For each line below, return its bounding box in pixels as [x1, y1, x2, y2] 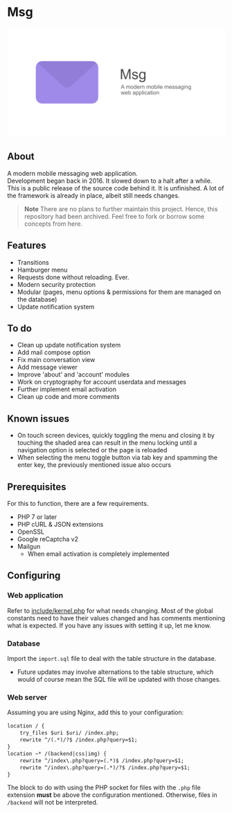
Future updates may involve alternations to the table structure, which [17, 668, 214, 676]
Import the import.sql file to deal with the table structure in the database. [7, 654, 217, 662]
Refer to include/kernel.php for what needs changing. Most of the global [7, 606, 213, 615]
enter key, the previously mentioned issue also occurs [17, 461, 172, 469]
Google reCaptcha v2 [17, 535, 78, 543]
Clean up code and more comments [17, 393, 120, 401]
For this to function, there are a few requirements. [7, 500, 149, 507]
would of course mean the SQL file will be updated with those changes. [17, 675, 222, 683]
